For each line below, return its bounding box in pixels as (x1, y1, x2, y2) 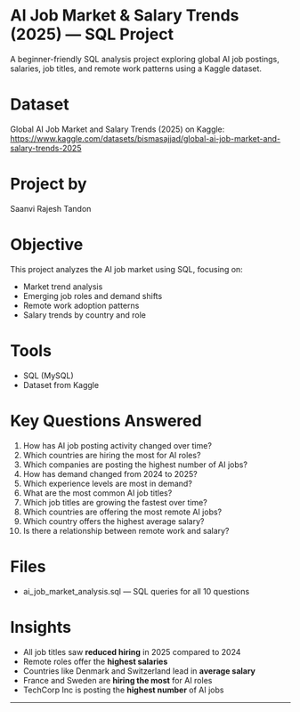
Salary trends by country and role (22, 309, 146, 320)
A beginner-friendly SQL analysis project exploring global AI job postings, (10, 53, 280, 64)
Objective (10, 235, 84, 255)
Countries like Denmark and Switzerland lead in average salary (22, 665, 256, 676)
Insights (10, 617, 72, 637)
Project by (10, 174, 87, 194)
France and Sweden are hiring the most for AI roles (22, 675, 213, 685)
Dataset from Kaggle (22, 379, 100, 390)
